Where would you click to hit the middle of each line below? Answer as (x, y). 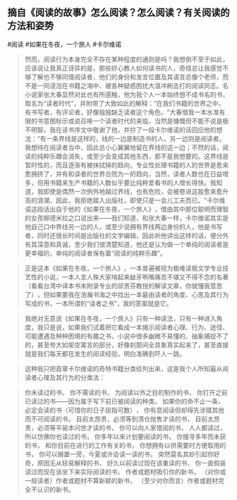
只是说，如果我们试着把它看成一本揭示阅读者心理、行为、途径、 (136, 327)
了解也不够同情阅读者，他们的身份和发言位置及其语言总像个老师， (127, 77)
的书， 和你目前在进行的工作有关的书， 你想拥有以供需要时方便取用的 (125, 445)
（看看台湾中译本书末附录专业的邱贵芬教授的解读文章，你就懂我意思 (123, 286)
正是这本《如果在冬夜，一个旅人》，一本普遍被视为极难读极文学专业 (123, 268)
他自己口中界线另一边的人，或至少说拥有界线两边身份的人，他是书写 (123, 226)
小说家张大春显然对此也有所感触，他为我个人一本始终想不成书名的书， (127, 94)
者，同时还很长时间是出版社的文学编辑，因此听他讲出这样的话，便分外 (127, 236)
